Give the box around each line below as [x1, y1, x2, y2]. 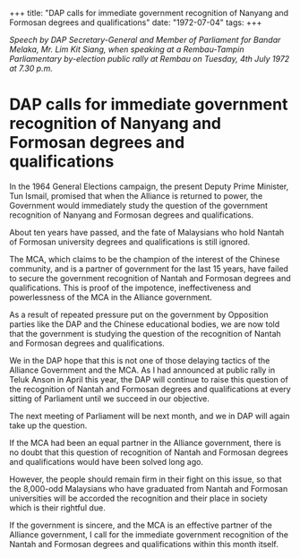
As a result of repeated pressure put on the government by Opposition [9, 309, 269, 320]
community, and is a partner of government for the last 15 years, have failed [9, 263, 289, 274]
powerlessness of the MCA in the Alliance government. [9, 291, 212, 303]
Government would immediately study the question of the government [9, 200, 269, 210]
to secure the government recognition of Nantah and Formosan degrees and [9, 272, 291, 283]
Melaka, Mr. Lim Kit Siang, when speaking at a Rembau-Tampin [9, 44, 244, 55]
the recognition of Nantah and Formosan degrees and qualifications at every [9, 383, 291, 394]
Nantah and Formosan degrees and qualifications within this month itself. [9, 538, 279, 549]
